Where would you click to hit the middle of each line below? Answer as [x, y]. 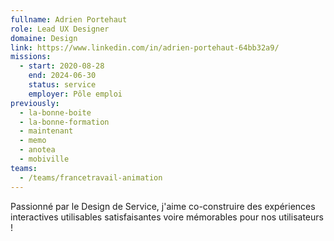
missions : [31, 57]
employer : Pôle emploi [75, 94]
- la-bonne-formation [64, 122]
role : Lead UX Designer [60, 29]
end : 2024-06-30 [62, 76]
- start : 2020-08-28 [62, 66]
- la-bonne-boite [55, 112]
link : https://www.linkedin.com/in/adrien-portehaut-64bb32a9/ [145, 47]
